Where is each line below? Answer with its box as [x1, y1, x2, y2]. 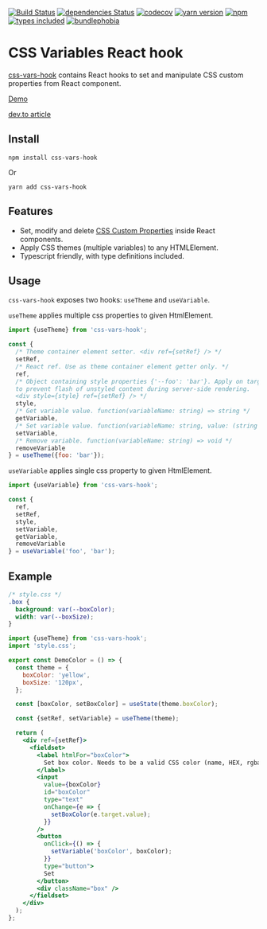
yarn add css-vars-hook [8, 183, 87, 191]
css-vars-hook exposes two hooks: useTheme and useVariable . [8, 295, 211, 305]
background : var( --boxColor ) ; [15, 605, 115, 613]
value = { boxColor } [43, 781, 102, 789]
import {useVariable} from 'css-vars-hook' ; [8, 482, 158, 490]
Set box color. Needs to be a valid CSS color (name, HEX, [43, 759, 244, 767]
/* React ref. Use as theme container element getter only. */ [15, 362, 229, 370]
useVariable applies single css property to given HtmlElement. [8, 466, 212, 475]
